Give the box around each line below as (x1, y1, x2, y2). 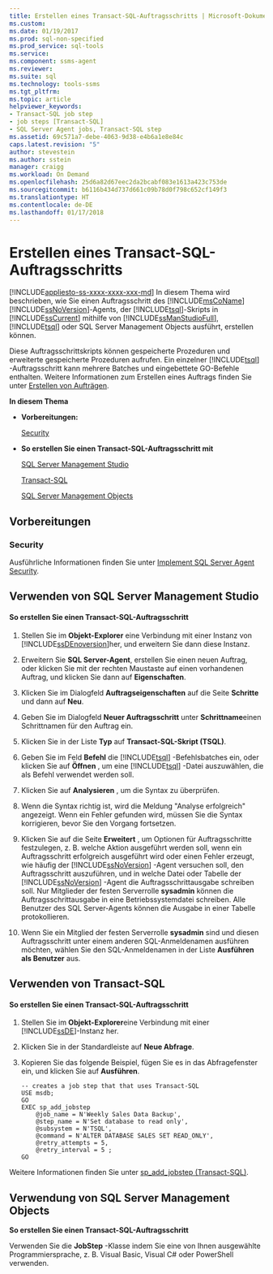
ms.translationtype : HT (9, 193, 90, 201)
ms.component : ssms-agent (9, 58, 96, 66)
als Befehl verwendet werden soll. (20, 769, 134, 779)
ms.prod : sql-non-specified (9, 34, 105, 43)
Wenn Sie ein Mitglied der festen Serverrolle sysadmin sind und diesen (20, 927, 259, 937)
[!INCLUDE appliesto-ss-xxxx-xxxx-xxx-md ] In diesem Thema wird (9, 288, 230, 297)
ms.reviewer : (9, 65, 53, 73)
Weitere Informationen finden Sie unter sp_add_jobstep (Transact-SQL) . (9, 1168, 250, 1177)
